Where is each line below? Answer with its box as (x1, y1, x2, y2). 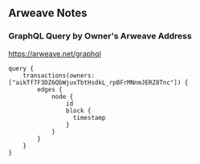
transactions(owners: (22, 72, 95, 80)
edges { (37, 85, 63, 93)
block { (65, 106, 92, 115)
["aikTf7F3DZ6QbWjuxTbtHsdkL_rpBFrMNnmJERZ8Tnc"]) (8, 78, 182, 87)
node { (51, 92, 74, 100)
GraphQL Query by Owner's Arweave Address (8, 31, 192, 42)
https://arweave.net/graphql (8, 48, 102, 59)
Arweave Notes (8, 6, 88, 20)
